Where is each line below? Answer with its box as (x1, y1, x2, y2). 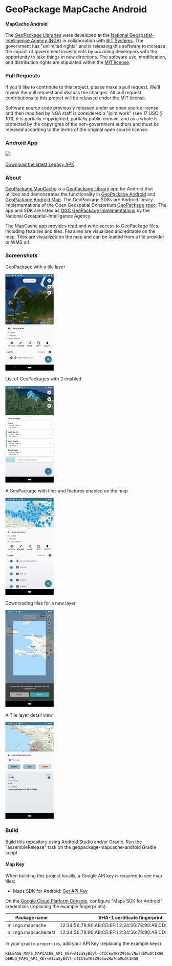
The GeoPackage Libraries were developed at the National (5, 32, 129, 38)
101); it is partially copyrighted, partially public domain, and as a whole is (5, 115, 158, 121)
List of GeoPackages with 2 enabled (5, 375, 82, 382)
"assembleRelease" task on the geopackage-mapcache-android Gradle (5, 844, 156, 850)
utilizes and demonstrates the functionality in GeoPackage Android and (5, 191, 156, 198)
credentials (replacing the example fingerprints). (5, 903, 107, 909)
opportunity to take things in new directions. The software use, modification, (5, 54, 166, 60)
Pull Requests (5, 72, 40, 79)
